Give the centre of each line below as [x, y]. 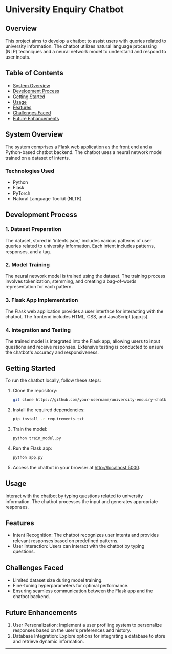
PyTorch [21, 193]
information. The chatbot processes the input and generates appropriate [82, 501]
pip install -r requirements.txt [48, 419]
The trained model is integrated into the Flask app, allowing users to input [83, 341]
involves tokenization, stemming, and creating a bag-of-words [71, 281]
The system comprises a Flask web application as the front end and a [79, 147]
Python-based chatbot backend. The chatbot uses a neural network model [84, 152]
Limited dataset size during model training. [58, 580]
